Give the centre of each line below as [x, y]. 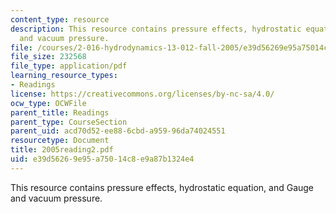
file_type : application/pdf [69, 66]
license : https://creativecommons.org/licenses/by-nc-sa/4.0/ [142, 94]
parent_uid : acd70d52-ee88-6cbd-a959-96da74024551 [118, 131]
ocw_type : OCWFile [48, 103]
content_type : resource [60, 19]
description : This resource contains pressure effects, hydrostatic [156, 29]
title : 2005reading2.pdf [62, 150]
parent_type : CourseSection [69, 122]
